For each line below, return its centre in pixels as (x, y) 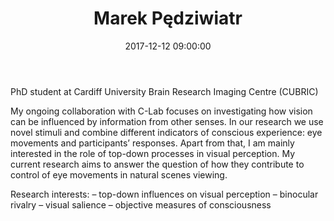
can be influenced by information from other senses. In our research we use (167, 121)
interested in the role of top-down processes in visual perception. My (153, 153)
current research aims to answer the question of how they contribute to (157, 164)
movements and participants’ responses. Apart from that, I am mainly (152, 143)
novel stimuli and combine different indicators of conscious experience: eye (166, 132)
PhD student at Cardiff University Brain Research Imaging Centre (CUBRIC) (164, 91)
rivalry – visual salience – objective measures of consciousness (141, 204)
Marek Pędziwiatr (168, 18)
